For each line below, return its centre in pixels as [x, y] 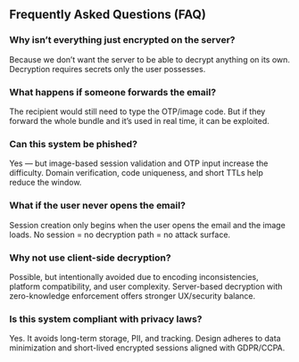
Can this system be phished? [74, 144]
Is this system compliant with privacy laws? [106, 318]
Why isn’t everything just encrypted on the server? [122, 40]
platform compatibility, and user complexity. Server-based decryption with [146, 286]
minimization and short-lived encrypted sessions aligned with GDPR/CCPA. [147, 348]
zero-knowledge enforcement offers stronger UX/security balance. [133, 296]
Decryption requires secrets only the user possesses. [108, 69]
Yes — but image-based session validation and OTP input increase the [139, 163]
